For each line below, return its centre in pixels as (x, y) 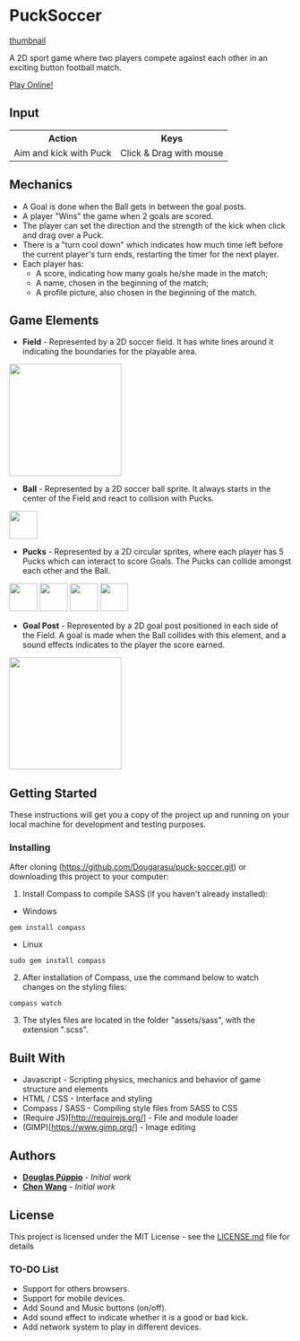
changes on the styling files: (74, 987)
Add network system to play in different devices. (111, 1327)
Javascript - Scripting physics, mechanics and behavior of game (141, 1080)
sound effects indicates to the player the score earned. (124, 645)
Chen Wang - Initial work (69, 1187)
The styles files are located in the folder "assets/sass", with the (138, 1021)
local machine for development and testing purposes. (108, 824)
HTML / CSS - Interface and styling (87, 1099)
